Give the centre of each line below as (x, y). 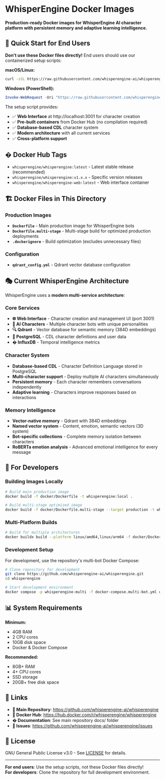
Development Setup (29, 550)
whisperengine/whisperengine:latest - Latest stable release (73, 167)
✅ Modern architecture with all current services (61, 133)
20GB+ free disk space (36, 682)
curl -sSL (15, 79)
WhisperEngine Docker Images (70, 9)
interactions (24, 397)
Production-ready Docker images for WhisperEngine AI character (73, 23)
